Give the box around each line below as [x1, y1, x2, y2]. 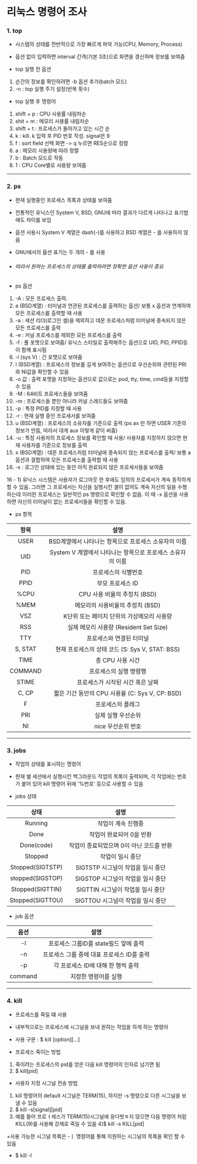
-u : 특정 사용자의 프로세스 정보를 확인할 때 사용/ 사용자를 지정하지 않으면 [15, 434, 182, 441]
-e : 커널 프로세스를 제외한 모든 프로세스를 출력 [15, 331, 122, 338]
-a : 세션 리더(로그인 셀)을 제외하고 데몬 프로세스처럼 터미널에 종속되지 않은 [15, 316, 186, 323]
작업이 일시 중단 [99, 852, 141, 861]
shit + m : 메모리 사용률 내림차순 [15, 118, 89, 125]
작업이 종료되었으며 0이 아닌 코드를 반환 [68, 842, 172, 850]
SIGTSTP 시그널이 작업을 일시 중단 [75, 863, 166, 872]
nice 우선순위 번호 [94, 722, 142, 730]
